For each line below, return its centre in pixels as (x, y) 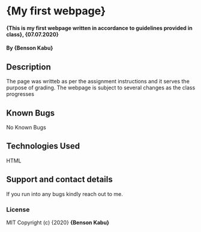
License (18, 209)
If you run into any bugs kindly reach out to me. (64, 194)
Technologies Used (43, 146)
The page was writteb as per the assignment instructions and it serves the (98, 82)
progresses (20, 94)
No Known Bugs (26, 127)
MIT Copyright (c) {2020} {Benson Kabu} (58, 222)
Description (28, 67)
